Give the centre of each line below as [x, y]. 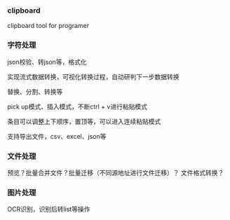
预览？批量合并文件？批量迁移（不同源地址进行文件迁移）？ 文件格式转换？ [116, 172]
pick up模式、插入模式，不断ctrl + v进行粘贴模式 [77, 106]
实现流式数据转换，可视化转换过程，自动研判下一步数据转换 [93, 76]
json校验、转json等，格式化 [47, 62]
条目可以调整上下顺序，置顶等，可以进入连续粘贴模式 [84, 121]
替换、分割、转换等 [35, 91]
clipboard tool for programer [48, 26]
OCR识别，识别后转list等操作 [49, 209]
